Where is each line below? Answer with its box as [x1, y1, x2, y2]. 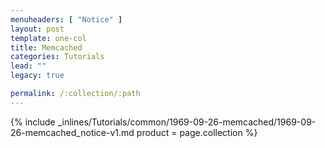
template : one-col [10, 33, 87, 43]
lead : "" [10, 61, 47, 71]
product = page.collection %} [136, 126, 258, 138]
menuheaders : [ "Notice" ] [10, 14, 123, 25]
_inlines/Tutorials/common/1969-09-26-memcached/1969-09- [57, 116, 317, 128]
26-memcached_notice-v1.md [10, 126, 135, 138]
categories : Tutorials [10, 52, 105, 62]
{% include [10, 116, 56, 128]
